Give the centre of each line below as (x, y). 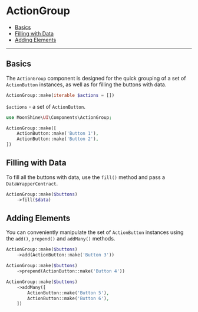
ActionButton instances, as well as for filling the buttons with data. (86, 84)
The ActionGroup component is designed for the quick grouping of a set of (96, 78)
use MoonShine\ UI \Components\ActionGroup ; (59, 117)
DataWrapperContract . (32, 183)
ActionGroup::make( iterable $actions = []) (60, 95)
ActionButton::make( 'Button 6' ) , (68, 298)
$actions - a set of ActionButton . (46, 106)
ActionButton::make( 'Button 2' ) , (58, 139)
